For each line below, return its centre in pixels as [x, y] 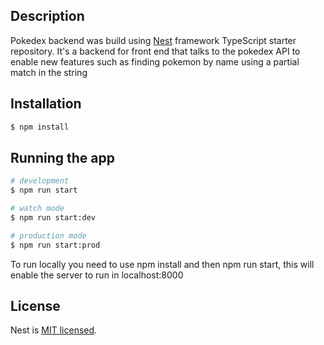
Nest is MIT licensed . [54, 330]
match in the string [49, 72]
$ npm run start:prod [55, 245]
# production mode [48, 235]
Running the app [62, 157]
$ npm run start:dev [53, 217]
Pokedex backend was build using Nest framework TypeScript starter [153, 40]
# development [40, 181]
